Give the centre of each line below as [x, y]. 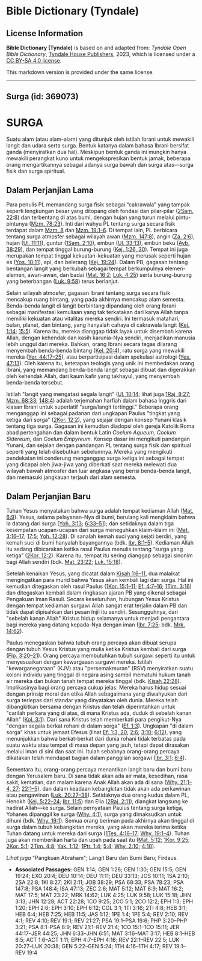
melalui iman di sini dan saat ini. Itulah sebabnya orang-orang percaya [93, 751]
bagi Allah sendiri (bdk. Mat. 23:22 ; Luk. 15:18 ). [64, 561]
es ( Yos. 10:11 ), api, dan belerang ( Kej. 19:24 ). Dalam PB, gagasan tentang [97, 262]
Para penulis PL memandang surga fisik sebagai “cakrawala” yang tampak [98, 205]
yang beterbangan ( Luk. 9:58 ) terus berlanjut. [63, 282]
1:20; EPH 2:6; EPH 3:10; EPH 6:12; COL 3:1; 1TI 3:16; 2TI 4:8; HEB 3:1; [101, 907]
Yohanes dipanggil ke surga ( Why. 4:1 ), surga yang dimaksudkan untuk [94, 814]
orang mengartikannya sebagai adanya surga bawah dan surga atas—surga [100, 165]
